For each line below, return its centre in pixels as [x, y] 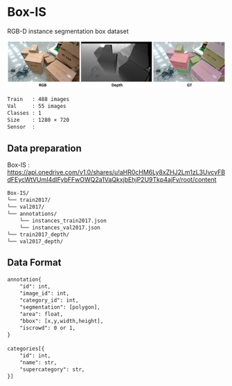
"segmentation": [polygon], [60, 307]
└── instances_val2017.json [60, 228]
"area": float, [42, 314]
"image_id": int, [45, 293]
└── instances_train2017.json [63, 221]
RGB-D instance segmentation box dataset [68, 31]
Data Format [34, 263]
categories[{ [26, 349]
